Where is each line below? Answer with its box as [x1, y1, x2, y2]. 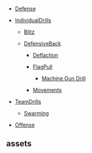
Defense [14, 5, 36, 12]
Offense [14, 121, 35, 128]
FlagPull [32, 63, 53, 70]
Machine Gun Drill [41, 75, 86, 82]
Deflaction [32, 52, 59, 59]
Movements [32, 86, 62, 94]
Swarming [23, 110, 49, 116]
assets [6, 139, 32, 149]
